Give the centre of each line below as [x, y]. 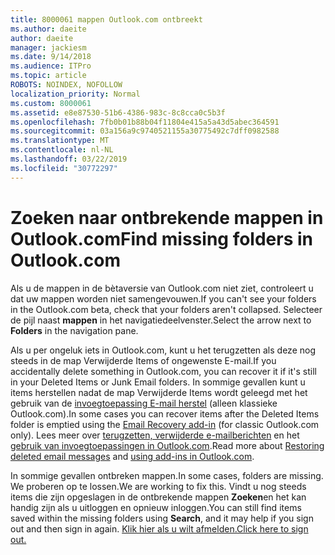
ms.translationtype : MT [60, 141]
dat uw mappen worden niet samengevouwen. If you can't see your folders [163, 298]
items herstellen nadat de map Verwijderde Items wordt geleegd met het [159, 392]
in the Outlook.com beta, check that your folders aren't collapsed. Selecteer [166, 309]
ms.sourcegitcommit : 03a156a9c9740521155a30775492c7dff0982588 [145, 131]
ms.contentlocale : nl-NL [62, 150]
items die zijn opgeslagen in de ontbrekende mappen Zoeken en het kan [158, 497]
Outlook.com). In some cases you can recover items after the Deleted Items [165, 413]
